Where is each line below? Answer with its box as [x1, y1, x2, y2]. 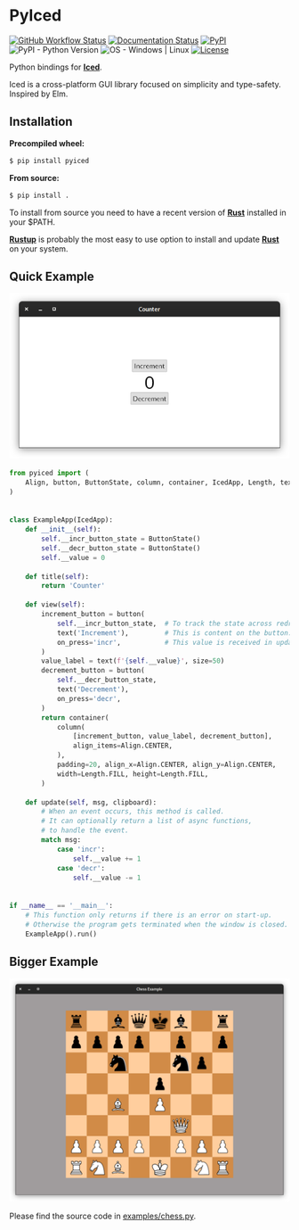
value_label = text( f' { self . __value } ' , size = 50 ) [41, 656, 225, 665]
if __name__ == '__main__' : [9, 902, 114, 911]
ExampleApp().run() [25, 929, 98, 938]
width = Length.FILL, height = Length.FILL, [56, 769, 209, 779]
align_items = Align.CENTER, [72, 741, 174, 750]
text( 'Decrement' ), [56, 685, 129, 694]
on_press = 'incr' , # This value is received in [56, 638, 273, 647]
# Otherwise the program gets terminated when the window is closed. [25, 920, 289, 929]
